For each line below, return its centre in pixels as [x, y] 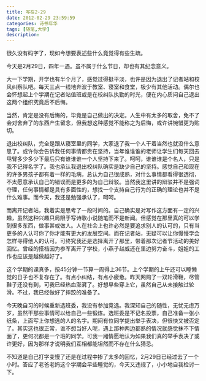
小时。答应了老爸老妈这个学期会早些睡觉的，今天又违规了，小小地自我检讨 [100, 364]
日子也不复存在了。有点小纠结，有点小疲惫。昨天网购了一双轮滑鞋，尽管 [108, 277]
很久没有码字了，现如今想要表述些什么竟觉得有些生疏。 [76, 53]
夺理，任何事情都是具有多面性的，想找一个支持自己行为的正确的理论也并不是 [103, 190]
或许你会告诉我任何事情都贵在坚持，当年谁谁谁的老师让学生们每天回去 [111, 152]
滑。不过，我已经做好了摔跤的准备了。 [55, 293]
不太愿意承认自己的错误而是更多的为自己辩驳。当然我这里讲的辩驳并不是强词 [103, 182]
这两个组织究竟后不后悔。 [39, 102]
